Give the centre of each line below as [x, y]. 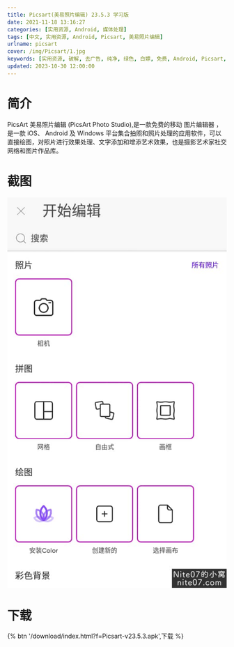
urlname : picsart [32, 44]
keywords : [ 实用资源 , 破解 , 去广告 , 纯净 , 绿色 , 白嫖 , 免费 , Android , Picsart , [117, 59]
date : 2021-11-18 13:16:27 [46, 22]
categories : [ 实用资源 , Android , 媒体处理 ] [67, 29]
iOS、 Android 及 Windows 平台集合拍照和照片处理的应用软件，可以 [124, 133]
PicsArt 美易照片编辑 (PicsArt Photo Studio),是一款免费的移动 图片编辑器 [111, 124]
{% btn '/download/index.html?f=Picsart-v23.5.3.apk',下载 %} [96, 636]
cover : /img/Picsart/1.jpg [46, 52]
